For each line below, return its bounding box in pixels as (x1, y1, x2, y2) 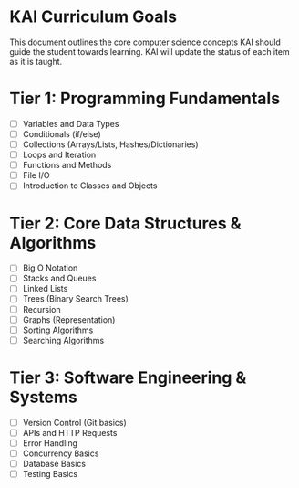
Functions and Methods (22, 160, 112, 171)
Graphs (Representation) (22, 313, 116, 325)
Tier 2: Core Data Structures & (9, 213, 242, 234)
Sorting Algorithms (22, 324, 94, 335)
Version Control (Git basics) (22, 417, 128, 428)
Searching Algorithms (22, 334, 105, 345)
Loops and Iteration (22, 149, 97, 161)
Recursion (22, 303, 61, 314)
